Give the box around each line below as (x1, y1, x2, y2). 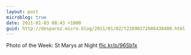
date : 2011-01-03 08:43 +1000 (6, 20, 82, 26)
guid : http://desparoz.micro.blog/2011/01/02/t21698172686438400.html (6, 25, 186, 32)
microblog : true (6, 14, 47, 20)
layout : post (6, 8, 39, 15)
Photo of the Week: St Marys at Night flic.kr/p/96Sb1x (6, 42, 138, 49)
